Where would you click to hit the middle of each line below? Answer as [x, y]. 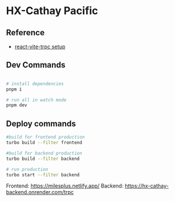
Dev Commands [36, 65]
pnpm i [14, 89]
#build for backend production [44, 153]
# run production [27, 169]
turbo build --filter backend [43, 159]
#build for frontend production [45, 137]
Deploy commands [41, 124]
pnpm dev [17, 105]
